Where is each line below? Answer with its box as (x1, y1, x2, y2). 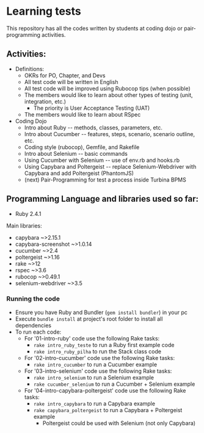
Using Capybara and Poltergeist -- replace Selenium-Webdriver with (24, 163, 197, 170)
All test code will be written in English (24, 78, 118, 85)
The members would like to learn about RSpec (24, 110, 141, 118)
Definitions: (15, 65, 45, 72)
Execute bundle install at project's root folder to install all (15, 315, 163, 323)
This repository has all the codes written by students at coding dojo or (6, 25, 183, 32)
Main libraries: (6, 222, 42, 229)
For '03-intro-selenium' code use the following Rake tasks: (24, 367, 172, 375)
